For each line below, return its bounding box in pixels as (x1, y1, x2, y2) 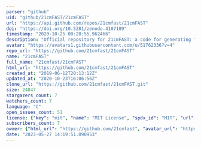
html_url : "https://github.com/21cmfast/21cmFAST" (6, 64, 135, 71)
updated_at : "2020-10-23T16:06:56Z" (6, 76, 98, 82)
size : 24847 (6, 87, 36, 93)
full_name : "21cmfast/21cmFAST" (6, 59, 87, 65)
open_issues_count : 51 (6, 109, 63, 115)
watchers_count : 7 (6, 98, 52, 104)
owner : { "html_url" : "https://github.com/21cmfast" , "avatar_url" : (6, 126, 178, 132)
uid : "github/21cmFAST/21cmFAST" (6, 14, 90, 20)
